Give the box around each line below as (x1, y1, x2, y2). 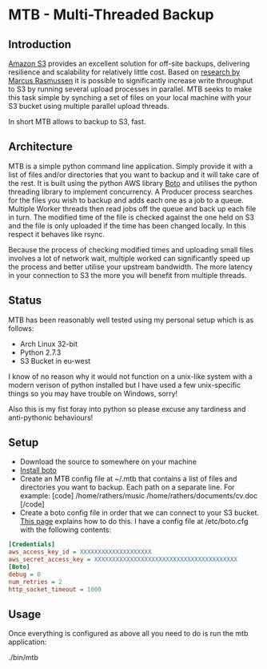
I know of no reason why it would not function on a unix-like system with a (8, 371, 253, 381)
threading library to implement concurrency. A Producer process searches (8, 187, 253, 196)
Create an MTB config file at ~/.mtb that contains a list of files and (19, 474, 237, 484)
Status (8, 294, 42, 308)
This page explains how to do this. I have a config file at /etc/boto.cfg (19, 517, 249, 526)
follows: (8, 323, 34, 333)
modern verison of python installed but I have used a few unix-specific (8, 380, 241, 389)
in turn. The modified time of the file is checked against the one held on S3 (8, 212, 254, 222)
